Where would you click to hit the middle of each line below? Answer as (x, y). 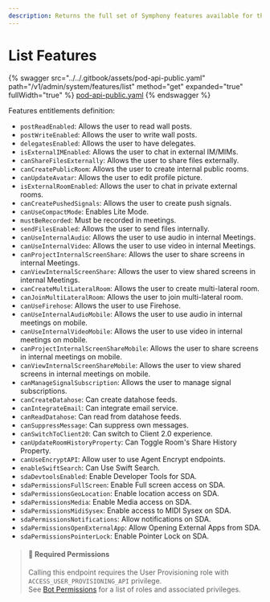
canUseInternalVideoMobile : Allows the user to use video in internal (131, 331)
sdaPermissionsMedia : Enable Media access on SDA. (106, 502)
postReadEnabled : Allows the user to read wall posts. (106, 126)
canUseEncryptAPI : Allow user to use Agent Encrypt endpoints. (123, 459)
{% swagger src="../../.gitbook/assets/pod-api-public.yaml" (107, 78)
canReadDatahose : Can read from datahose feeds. (101, 416)
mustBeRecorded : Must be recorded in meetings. (98, 220)
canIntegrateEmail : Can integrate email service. (99, 407)
